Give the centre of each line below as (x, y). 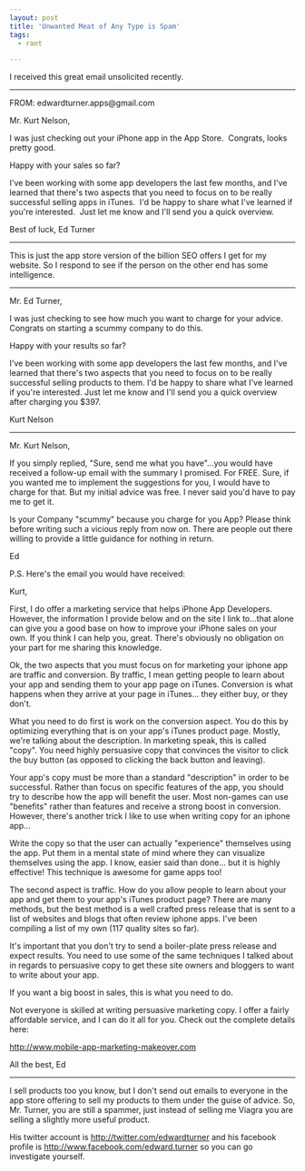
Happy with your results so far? (68, 346)
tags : (20, 34)
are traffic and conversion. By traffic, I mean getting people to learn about (147, 675)
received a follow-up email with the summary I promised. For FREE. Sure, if (149, 473)
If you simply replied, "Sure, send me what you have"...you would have (141, 463)
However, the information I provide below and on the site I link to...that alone (152, 619)
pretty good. (33, 148)
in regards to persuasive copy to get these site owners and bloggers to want (152, 965)
